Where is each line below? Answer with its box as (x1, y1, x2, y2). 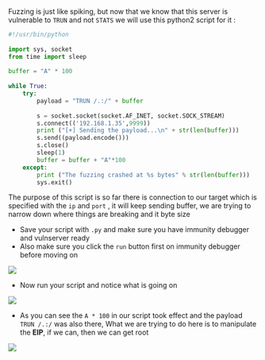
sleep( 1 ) (36, 149, 66, 157)
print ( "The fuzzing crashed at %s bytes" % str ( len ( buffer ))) (36, 171, 250, 179)
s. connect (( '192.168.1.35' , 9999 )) (36, 119, 151, 127)
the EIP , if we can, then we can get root (19, 327, 149, 337)
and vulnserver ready (19, 234, 90, 243)
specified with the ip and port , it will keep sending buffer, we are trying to (8, 201, 252, 211)
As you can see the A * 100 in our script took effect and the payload (19, 311, 243, 320)
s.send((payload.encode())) (36, 134, 129, 142)
